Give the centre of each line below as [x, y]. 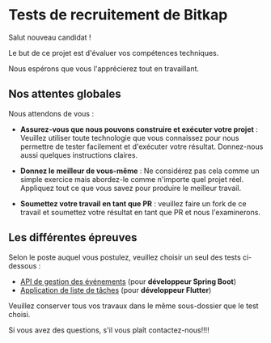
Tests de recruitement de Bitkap [118, 15]
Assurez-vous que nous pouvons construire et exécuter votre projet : [139, 129]
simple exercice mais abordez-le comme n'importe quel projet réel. [132, 179]
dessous [23, 265]
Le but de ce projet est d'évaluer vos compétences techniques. [114, 53]
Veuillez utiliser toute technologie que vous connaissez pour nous [129, 138]
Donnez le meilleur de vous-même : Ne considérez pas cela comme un [140, 171]
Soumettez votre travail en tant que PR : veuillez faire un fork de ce [133, 203]
